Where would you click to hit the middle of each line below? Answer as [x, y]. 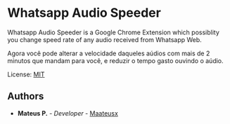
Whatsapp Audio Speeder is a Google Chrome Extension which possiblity [114, 32]
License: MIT [26, 74]
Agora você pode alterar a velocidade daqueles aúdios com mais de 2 [109, 53]
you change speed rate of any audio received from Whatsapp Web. [104, 39]
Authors [26, 96]
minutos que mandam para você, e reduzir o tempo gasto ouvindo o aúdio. [115, 60]
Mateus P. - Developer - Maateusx [68, 113]
